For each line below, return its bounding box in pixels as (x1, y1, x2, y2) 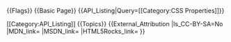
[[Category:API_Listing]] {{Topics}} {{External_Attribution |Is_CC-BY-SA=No (6, 20, 223, 28)
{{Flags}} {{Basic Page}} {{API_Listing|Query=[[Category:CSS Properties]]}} (6, 7, 225, 14)
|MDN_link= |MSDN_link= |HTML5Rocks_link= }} (6, 28, 145, 35)
